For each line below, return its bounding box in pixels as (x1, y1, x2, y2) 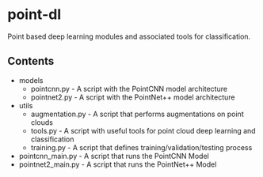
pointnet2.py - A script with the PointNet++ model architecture (30, 92, 235, 102)
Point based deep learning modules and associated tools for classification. (7, 32, 251, 41)
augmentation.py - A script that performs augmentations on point (30, 109, 244, 119)
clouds (30, 117, 53, 127)
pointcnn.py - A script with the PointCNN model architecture (30, 84, 227, 93)
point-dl (7, 6, 61, 24)
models (18, 75, 44, 85)
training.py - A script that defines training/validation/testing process (30, 142, 253, 152)
